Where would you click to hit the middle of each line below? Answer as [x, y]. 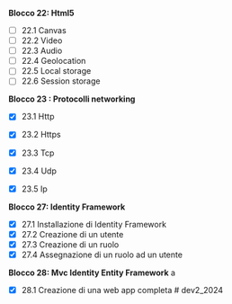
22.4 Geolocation [54, 61]
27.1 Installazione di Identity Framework [94, 224]
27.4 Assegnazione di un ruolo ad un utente [102, 255]
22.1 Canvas [44, 30]
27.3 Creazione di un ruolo [70, 244]
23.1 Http [38, 117]
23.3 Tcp [38, 153]
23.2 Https [41, 135]
